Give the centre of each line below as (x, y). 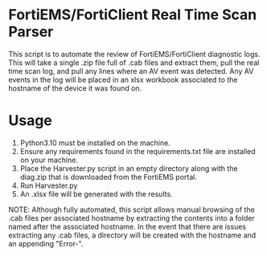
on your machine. (49, 160)
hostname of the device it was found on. (75, 88)
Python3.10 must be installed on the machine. (95, 143)
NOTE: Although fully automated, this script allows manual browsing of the (131, 209)
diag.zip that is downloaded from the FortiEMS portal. (109, 177)
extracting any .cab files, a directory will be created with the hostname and (132, 235)
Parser (31, 32)
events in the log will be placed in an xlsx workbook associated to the (123, 79)
